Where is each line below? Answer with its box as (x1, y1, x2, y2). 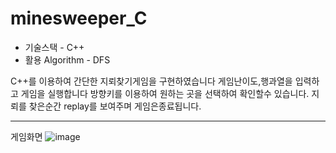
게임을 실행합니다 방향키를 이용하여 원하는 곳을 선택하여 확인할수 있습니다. (20, 87, 310, 99)
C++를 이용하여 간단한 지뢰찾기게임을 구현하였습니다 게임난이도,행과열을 (10, 75, 293, 87)
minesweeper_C (10, 7, 148, 30)
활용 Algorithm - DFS (24, 53, 111, 66)
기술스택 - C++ (24, 41, 85, 53)
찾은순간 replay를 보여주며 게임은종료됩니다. (28, 100, 202, 112)
